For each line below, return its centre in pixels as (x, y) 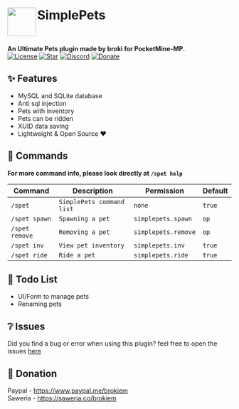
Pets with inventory (46, 111)
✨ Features (32, 79)
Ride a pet (77, 255)
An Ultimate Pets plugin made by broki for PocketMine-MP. (96, 48)
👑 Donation (32, 373)
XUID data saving (43, 126)
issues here (24, 351)
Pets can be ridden (45, 118)
